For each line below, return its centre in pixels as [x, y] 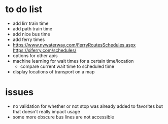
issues [20, 92]
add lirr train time [30, 23]
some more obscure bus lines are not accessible [63, 117]
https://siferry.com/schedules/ [44, 50]
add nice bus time [31, 34]
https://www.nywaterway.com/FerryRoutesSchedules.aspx [74, 45]
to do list [24, 9]
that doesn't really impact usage [46, 111]
